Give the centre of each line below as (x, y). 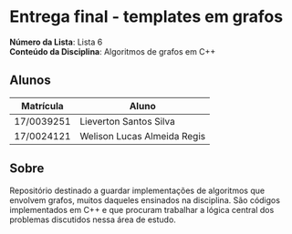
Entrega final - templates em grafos (146, 17)
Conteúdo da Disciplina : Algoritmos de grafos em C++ (113, 51)
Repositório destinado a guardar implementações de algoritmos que (137, 190)
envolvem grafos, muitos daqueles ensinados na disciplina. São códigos (145, 200)
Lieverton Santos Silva (127, 121)
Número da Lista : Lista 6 (56, 42)
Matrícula (42, 106)
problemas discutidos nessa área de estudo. (93, 219)
